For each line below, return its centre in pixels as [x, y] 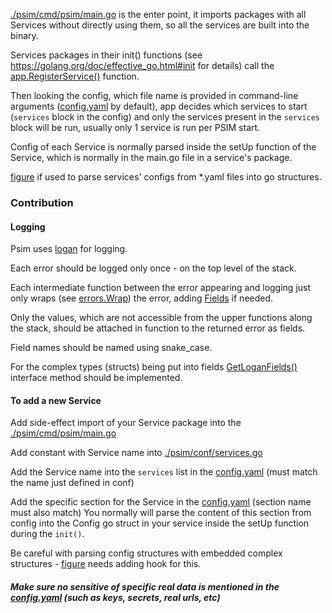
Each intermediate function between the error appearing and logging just [161, 288]
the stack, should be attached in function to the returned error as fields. [158, 328]
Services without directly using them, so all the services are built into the [160, 25]
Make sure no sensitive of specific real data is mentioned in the [145, 586]
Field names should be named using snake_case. [111, 348]
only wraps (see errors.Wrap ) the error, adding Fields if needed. [142, 298]
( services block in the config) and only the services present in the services [165, 117]
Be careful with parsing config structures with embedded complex [146, 553]
